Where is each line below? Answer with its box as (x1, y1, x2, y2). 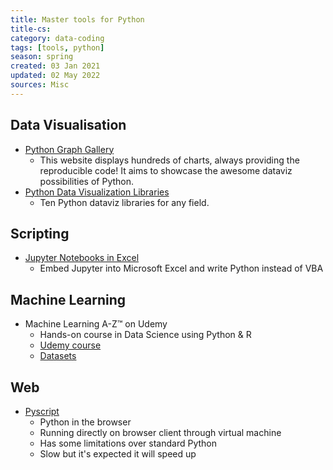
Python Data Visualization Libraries (24, 186, 170, 198)
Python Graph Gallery (24, 143, 115, 155)
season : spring (10, 52, 74, 62)
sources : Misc (10, 80, 70, 90)
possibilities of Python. (39, 175, 135, 187)
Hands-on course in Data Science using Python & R (39, 329, 252, 341)
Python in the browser (39, 416, 132, 428)
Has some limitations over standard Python (39, 437, 218, 449)
